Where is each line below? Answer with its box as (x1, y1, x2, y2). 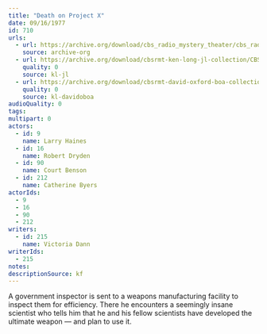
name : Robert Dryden (22, 152, 91, 159)
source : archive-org (22, 48, 91, 56)
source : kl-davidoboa (22, 93, 94, 101)
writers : (8, 225, 37, 234)
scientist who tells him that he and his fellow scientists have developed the (8, 309, 253, 318)
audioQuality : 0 (8, 100, 62, 108)
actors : (8, 122, 34, 130)
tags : (8, 108, 26, 116)
